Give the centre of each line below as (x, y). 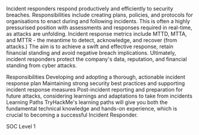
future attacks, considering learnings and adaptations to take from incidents (99, 96)
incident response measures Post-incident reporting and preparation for (95, 90)
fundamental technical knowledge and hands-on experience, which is (92, 109)
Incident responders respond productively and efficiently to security (90, 9)
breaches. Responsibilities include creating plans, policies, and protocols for (100, 15)
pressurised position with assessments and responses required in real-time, (99, 27)
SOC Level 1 (21, 126)
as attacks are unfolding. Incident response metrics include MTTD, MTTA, (97, 34)
